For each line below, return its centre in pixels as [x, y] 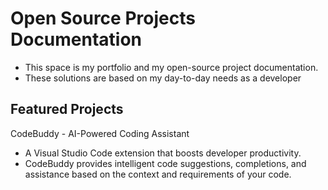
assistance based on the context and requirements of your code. [158, 174]
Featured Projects [67, 109]
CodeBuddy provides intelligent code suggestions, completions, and [165, 163]
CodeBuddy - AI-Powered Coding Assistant [100, 133]
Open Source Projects [103, 18]
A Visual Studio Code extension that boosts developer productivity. [163, 153]
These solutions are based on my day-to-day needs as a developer [163, 78]
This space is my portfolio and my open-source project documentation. [171, 67]
